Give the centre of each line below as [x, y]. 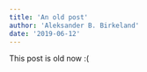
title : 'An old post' [49, 17]
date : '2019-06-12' [45, 33]
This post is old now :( [49, 59]
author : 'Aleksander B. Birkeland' [74, 25]
